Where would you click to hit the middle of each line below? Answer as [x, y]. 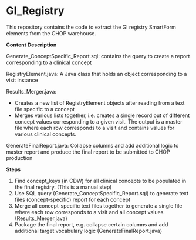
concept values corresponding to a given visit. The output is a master [99, 121]
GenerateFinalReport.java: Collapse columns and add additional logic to [92, 145]
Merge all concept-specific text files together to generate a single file [98, 206]
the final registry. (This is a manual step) [63, 187]
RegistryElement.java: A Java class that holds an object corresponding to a [97, 74]
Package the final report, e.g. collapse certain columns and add [91, 224]
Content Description [31, 45]
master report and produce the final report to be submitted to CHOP [88, 152]
